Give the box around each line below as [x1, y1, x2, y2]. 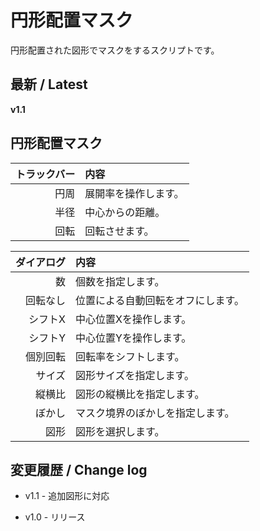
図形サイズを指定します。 [75, 368, 195, 382]
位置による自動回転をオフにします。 [75, 293, 245, 307]
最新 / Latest [10, 76, 88, 93]
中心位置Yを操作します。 [75, 331, 192, 345]
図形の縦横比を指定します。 [75, 387, 205, 401]
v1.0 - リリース [24, 511, 86, 523]
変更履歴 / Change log [10, 461, 148, 478]
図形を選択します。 [75, 424, 165, 438]
